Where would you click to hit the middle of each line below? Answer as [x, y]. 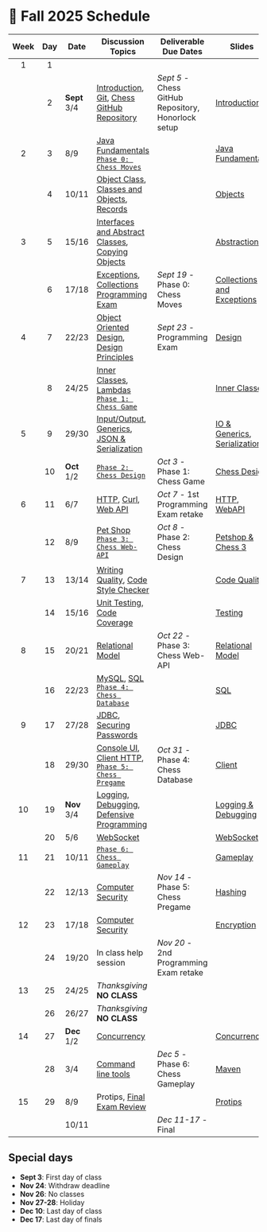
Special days [41, 1158]
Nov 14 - [174, 876]
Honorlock [176, 117]
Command [116, 1063]
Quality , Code [122, 580]
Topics [123, 51]
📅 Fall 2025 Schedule [79, 16]
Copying [112, 251]
